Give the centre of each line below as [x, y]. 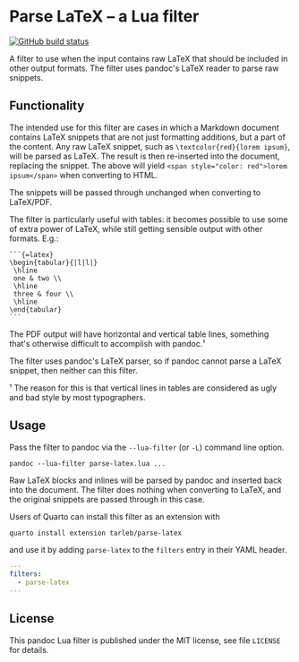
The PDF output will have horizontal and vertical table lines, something [139, 334]
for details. [29, 649]
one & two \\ [38, 278]
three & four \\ [43, 294]
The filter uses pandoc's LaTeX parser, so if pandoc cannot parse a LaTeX [145, 361]
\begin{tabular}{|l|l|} [54, 262]
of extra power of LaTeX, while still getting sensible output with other [136, 228]
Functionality [47, 106]
